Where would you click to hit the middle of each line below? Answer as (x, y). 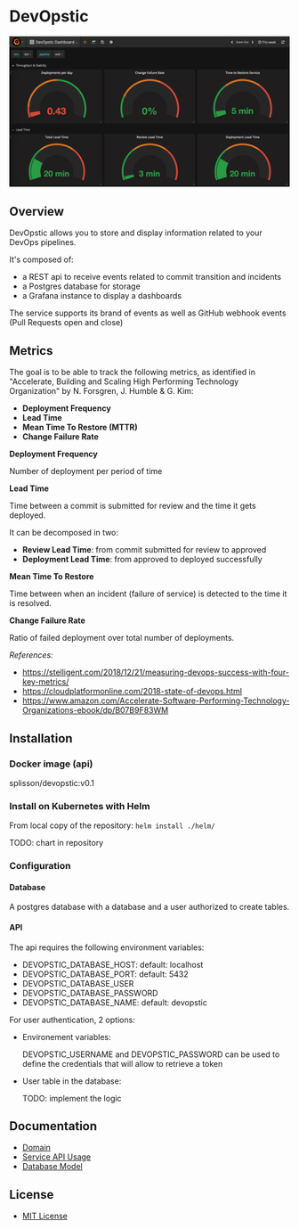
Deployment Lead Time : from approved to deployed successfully (142, 560)
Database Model (52, 1167)
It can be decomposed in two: (64, 533)
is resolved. (30, 603)
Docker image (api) (51, 764)
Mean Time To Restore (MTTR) (80, 427)
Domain (36, 1148)
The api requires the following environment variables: (107, 947)
